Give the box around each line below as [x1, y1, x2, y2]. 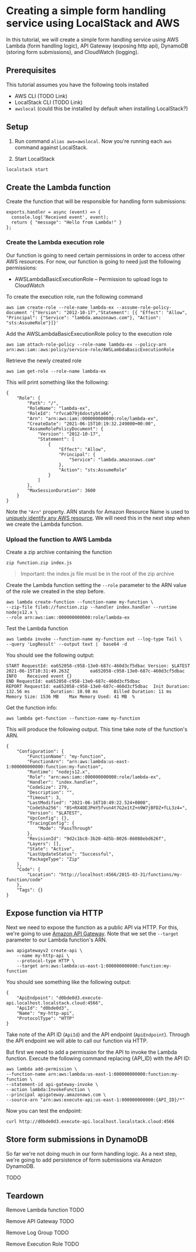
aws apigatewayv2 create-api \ [6, 947, 83, 953]
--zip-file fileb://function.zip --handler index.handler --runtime [6, 604, 177, 610]
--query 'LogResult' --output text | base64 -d [6, 641, 127, 647]
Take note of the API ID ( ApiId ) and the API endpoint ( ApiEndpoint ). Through [6, 1031, 190, 1038]
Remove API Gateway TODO [6, 1218, 75, 1225]
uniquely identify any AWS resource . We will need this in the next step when [6, 514, 190, 521]
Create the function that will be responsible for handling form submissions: [6, 198, 187, 205]
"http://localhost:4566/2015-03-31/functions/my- [58, 872, 183, 878]
